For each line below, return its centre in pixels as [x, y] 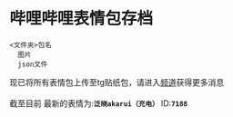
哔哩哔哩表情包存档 [81, 19]
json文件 [33, 64]
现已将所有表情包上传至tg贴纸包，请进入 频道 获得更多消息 [117, 82]
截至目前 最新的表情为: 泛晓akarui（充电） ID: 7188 [99, 103]
